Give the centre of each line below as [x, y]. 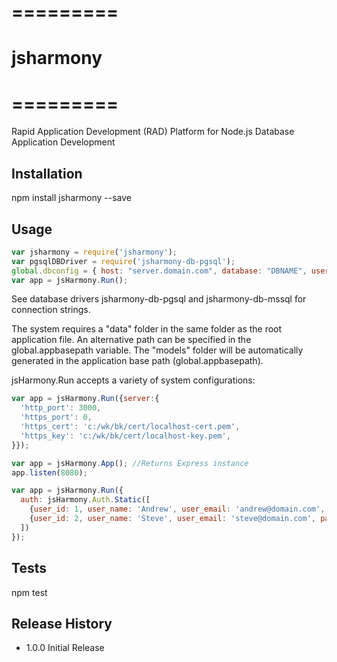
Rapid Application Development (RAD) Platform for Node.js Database [153, 132]
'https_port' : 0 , [56, 417]
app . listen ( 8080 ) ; [49, 472]
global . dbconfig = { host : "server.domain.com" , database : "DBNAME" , [159, 271]
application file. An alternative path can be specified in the [131, 340]
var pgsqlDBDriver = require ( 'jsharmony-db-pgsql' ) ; [123, 261]
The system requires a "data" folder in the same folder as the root [147, 329]
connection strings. [51, 310]
